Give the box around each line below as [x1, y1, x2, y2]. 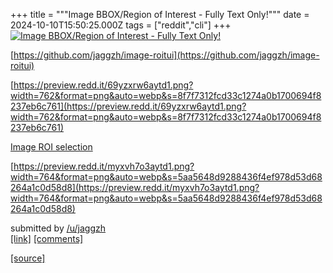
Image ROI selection [10, 141, 93, 153]
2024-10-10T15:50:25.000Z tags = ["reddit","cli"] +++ [10, 19, 232, 31]
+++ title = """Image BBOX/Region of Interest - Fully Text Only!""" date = [10, 9, 310, 20]
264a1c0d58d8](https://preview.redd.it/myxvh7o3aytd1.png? [10, 182, 260, 193]
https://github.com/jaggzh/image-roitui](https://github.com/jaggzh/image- [13, 49, 320, 61]
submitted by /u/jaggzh [10, 222, 107, 234]
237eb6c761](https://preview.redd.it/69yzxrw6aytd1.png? [10, 100, 247, 112]
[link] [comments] [10, 233, 84, 244]
